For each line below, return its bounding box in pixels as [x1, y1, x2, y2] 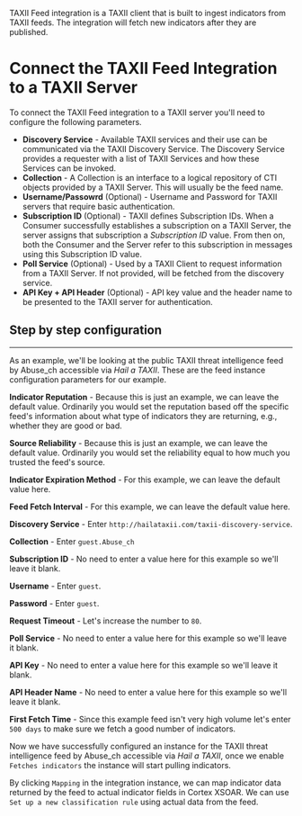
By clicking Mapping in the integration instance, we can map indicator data [9, 777, 281, 788]
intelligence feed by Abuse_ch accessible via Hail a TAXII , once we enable [9, 750, 285, 761]
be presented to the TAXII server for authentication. [22, 296, 213, 307]
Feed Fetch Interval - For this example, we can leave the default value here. [9, 501, 290, 512]
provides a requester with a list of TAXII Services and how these [22, 153, 260, 164]
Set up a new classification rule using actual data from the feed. [9, 796, 259, 807]
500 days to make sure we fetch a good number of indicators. [9, 723, 236, 734]
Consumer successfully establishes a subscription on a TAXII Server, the [22, 220, 292, 230]
